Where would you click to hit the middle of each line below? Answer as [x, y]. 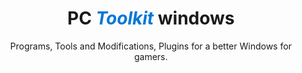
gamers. [151, 56]
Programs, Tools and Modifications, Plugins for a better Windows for [151, 46]
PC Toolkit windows [151, 18]
